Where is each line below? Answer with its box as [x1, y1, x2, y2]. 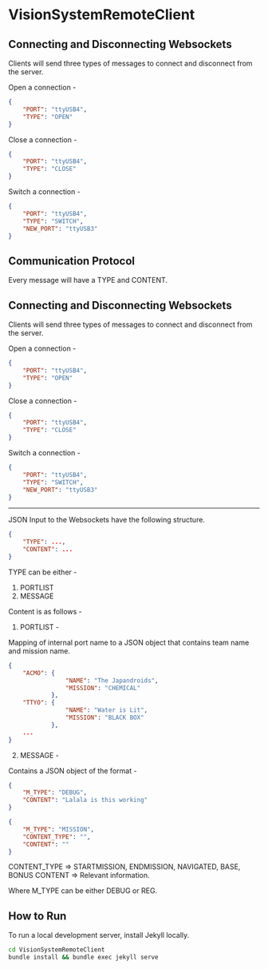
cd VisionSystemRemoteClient [8, 946, 105, 954]
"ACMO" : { [22, 669, 56, 677]
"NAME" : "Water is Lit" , [65, 706, 148, 714]
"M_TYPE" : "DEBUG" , [22, 788, 88, 796]
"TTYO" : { [22, 699, 56, 707]
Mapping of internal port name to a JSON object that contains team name [8, 637, 250, 647]
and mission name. [8, 645, 70, 656]
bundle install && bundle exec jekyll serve [8, 953, 159, 962]
